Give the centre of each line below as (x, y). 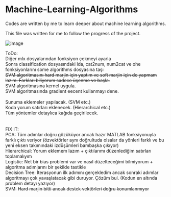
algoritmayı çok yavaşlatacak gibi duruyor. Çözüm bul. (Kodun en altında (81, 178)
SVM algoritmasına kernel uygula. (41, 86)
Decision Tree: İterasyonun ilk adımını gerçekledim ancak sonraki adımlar (82, 173)
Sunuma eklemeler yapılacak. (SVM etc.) (48, 102)
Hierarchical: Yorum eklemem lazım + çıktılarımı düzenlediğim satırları (78, 151)
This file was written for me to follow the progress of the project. (73, 33)
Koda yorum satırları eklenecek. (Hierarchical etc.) (58, 107)
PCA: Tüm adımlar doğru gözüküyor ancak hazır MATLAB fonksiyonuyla (81, 134)
